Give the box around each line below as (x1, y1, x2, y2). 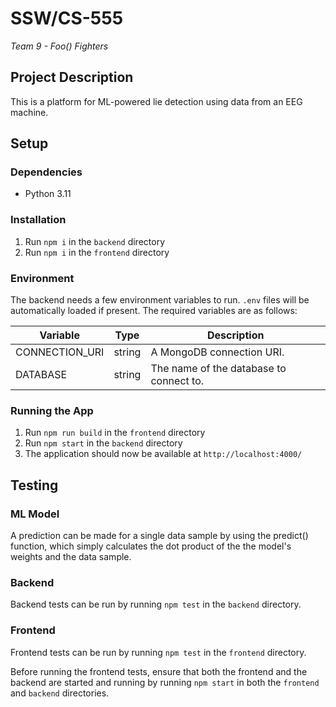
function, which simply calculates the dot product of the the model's (10, 540, 292, 552)
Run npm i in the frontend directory (24, 246, 170, 258)
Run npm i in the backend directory (24, 235, 166, 247)
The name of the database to (150, 362, 287, 376)
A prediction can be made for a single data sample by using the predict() (10, 530, 309, 542)
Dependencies (10, 165, 83, 179)
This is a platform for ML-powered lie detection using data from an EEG (10, 95, 303, 107)
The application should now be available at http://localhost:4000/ (24, 448, 303, 460)
